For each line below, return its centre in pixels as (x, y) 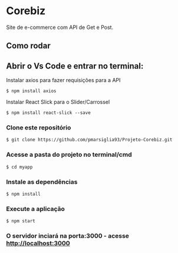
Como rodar (29, 46)
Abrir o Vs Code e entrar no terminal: (75, 66)
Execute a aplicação (35, 209)
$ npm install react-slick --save (49, 113)
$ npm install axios (32, 91)
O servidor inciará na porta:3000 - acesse (68, 236)
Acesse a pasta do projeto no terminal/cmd (69, 155)
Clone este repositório (39, 128)
